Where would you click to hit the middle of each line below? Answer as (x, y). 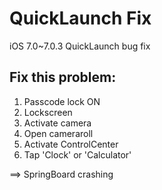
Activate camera (57, 123)
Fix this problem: (63, 77)
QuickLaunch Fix (80, 18)
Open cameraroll (58, 133)
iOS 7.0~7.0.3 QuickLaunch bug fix (80, 46)
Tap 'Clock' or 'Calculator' (77, 154)
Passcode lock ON (62, 101)
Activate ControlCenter (71, 144)
